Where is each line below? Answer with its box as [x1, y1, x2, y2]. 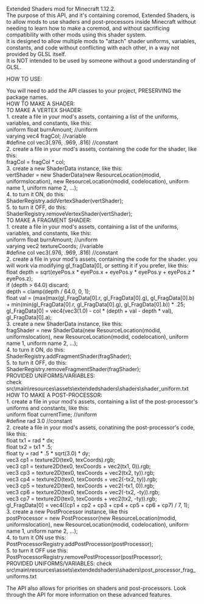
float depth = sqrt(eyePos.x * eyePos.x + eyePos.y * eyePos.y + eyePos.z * [6, 268, 195, 275]
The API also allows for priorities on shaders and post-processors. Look [6, 584, 187, 592]
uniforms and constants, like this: [6, 405, 90, 411]
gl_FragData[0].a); [6, 314, 52, 321]
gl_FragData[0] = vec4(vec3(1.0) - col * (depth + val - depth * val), [6, 307, 174, 314]
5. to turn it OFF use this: [6, 547, 68, 554]
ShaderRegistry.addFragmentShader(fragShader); [6, 353, 132, 360]
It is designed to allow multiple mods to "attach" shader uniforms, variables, [6, 38, 197, 44]
